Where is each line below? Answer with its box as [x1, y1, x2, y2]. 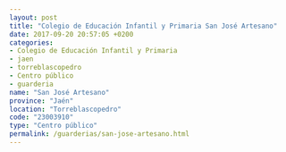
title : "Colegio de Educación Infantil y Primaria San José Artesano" [9, 21, 278, 30]
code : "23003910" [9, 113, 74, 122]
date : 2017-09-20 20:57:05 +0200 [9, 30, 134, 38]
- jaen [9, 55, 34, 63]
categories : [9, 38, 54, 47]
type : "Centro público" [9, 122, 98, 131]
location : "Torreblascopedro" [9, 105, 122, 114]
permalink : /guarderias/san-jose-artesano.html [9, 130, 190, 139]
